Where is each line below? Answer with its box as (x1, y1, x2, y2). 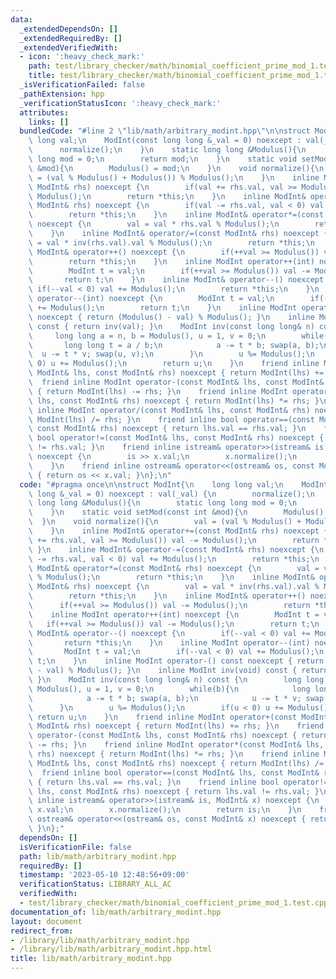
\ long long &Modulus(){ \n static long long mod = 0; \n (28, 498, 298, 508)
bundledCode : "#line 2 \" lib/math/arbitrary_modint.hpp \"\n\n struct (19, 126, 311, 136)
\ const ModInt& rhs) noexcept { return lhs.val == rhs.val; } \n (28, 424, 307, 434)
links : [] (28, 117, 70, 127)
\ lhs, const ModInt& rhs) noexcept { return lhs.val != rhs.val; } (28, 786, 320, 796)
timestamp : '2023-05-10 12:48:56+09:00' (19, 870, 190, 880)
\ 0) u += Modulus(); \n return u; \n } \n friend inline (28, 359, 320, 369)
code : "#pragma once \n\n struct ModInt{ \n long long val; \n (19, 479, 284, 490)
